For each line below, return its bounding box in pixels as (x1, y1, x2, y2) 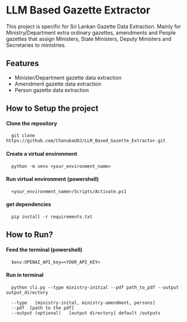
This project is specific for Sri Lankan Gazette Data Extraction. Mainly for (6, 23, 181, 30)
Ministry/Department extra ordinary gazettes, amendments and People (6, 29, 176, 36)
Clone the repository (6, 119, 57, 126)
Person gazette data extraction (14, 86, 89, 94)
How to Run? (6, 229, 54, 240)
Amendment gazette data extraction (14, 80, 102, 87)
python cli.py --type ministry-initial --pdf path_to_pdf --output (11, 285, 179, 290)
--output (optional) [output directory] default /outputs (11, 310, 161, 316)
